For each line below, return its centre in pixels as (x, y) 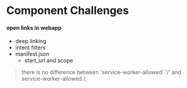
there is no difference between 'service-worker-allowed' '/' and (101, 72)
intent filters (30, 48)
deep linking (31, 41)
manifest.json (32, 54)
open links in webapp (34, 27)
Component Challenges (68, 11)
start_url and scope (49, 61)
